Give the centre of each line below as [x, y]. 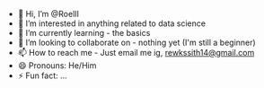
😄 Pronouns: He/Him [57, 66]
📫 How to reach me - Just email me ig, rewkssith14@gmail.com [136, 53]
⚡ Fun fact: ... [42, 75]
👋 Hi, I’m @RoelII [48, 14]
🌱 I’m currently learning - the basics [84, 33]
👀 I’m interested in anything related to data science [112, 23]
